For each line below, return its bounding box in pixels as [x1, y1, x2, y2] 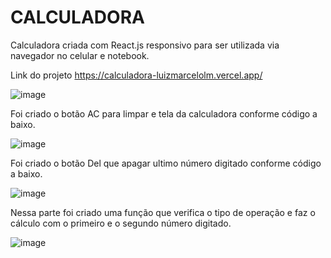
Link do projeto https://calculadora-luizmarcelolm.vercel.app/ [10, 69, 263, 81]
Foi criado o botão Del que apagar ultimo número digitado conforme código [10, 157, 322, 169]
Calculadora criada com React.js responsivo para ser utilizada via [10, 39, 280, 51]
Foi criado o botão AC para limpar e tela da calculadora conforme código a [10, 107, 318, 120]
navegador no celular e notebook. [10, 49, 150, 61]
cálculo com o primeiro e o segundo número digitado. [10, 217, 232, 229]
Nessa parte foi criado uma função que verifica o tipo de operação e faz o [10, 206, 316, 218]
